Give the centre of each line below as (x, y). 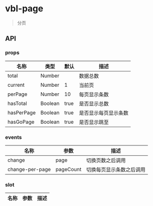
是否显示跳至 (94, 122)
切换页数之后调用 (106, 160)
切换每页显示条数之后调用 (116, 170)
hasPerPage (22, 112)
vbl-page (24, 9)
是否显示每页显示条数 (104, 113)
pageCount (69, 169)
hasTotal (17, 103)
